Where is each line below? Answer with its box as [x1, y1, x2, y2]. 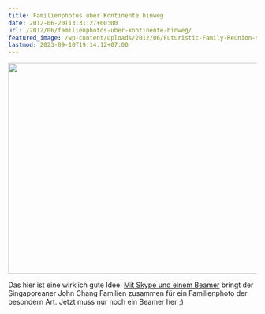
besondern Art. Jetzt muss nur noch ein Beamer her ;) [8, 297, 184, 307]
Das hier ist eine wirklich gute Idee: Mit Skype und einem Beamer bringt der [8, 280, 254, 289]
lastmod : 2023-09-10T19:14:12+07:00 [8, 41, 129, 49]
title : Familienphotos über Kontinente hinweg [8, 11, 164, 20]
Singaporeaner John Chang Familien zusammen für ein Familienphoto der [8, 289, 248, 298]
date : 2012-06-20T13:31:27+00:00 [8, 19, 118, 27]
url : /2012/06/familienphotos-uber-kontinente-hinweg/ [8, 26, 192, 34]
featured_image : [8, 33, 62, 42]
